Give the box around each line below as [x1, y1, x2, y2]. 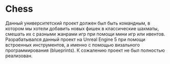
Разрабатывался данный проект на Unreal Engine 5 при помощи [5, 36, 146, 42]
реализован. [5, 52, 33, 59]
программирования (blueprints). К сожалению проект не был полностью [5, 47, 165, 53]
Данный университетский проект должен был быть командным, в [5, 20, 151, 26]
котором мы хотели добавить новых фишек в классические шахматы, [5, 25, 159, 31]
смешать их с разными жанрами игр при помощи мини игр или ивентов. [5, 31, 165, 37]
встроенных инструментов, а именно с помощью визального [5, 41, 140, 48]
